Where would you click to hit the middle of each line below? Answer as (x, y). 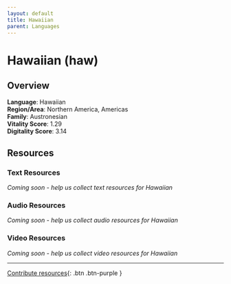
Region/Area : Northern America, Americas (68, 109)
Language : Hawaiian (37, 102)
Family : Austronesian (37, 117)
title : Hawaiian (30, 20)
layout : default (30, 13)
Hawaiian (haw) (53, 60)
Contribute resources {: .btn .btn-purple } (65, 273)
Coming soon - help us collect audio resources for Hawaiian (93, 220)
